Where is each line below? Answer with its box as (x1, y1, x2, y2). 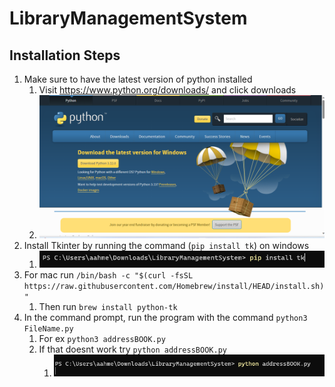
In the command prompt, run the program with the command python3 (23, 312, 308, 324)
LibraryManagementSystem (9, 7, 248, 30)
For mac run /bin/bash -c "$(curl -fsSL (23, 269, 194, 281)
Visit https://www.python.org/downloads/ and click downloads (38, 84, 297, 96)
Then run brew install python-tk (38, 301, 178, 313)
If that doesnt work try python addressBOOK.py (38, 343, 227, 356)
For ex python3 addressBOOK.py (38, 333, 166, 345)
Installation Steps (9, 47, 121, 64)
